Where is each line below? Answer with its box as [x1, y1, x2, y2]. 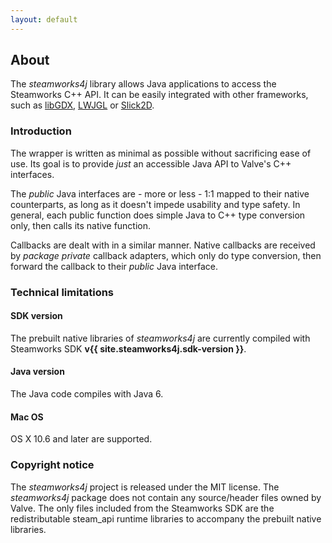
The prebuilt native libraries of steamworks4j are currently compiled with [10, 332, 311, 344]
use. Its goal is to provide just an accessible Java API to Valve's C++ [10, 157, 292, 170]
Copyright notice [10, 458, 95, 472]
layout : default [10, 14, 78, 25]
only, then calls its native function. [10, 219, 152, 231]
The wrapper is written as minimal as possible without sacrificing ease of [10, 147, 312, 159]
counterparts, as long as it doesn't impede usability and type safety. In [10, 198, 301, 210]
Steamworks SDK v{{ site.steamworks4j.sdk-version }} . [10, 342, 247, 355]
